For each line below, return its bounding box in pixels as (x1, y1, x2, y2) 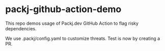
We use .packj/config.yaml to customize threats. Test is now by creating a (5, 35, 160, 41)
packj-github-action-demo (5, 4, 122, 15)
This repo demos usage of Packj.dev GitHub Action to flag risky (5, 20, 139, 26)
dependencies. (5, 25, 37, 31)
